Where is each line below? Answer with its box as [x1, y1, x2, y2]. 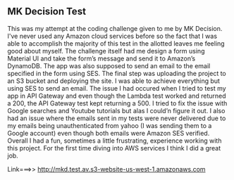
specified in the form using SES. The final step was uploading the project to [7, 69, 227, 77]
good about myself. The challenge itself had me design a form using [7, 46, 205, 55]
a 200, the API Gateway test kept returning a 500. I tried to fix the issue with [7, 98, 228, 108]
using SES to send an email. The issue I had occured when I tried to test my [7, 84, 227, 92]
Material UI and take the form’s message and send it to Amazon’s [7, 54, 196, 63]
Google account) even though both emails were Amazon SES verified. [7, 129, 210, 137]
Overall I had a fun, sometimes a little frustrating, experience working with [7, 136, 222, 145]
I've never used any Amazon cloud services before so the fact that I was [7, 32, 217, 40]
